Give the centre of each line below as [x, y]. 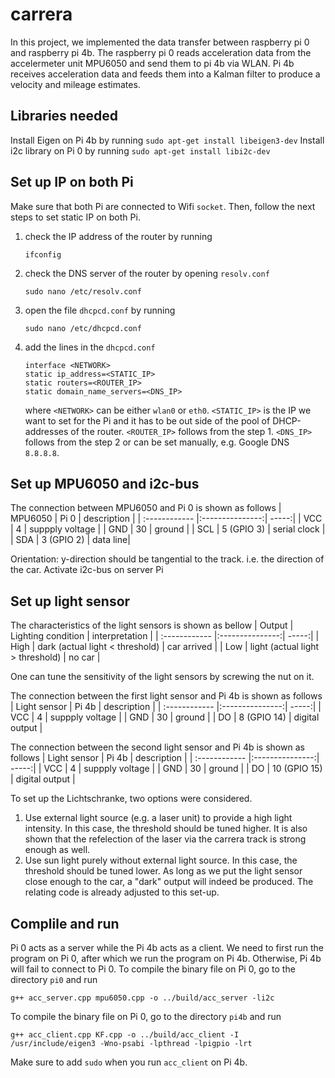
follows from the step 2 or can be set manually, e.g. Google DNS [157, 442]
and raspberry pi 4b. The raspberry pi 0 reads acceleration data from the [161, 52]
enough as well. [57, 850]
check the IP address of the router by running [118, 236]
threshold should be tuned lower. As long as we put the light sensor [163, 871]
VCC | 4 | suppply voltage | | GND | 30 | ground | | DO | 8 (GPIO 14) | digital [165, 717]
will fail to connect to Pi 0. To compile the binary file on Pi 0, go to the [153, 969]
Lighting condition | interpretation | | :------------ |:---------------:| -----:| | [165, 636]
